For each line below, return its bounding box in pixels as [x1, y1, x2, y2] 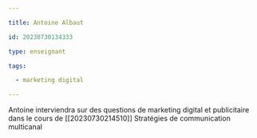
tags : [8, 61, 26, 70]
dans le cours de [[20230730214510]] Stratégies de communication [8, 113, 231, 124]
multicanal [8, 122, 42, 132]
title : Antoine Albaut [8, 18, 84, 26]
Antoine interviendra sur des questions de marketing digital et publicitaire [8, 105, 250, 115]
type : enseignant [8, 47, 66, 56]
